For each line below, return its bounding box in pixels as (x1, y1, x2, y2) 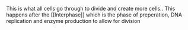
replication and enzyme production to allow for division (6, 18, 141, 24)
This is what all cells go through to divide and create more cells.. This (6, 5, 176, 12)
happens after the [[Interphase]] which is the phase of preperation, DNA (6, 11, 183, 18)
